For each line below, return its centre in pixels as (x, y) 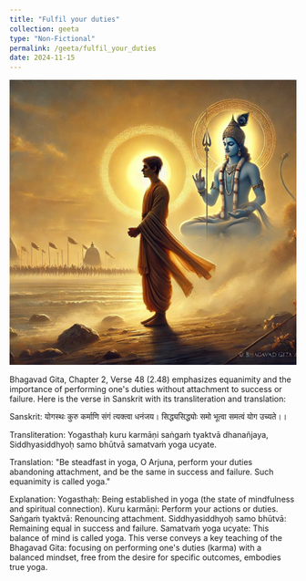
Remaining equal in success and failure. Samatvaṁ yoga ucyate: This (139, 528)
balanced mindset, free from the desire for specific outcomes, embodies (145, 557)
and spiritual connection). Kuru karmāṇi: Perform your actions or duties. (144, 509)
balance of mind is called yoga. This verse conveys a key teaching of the (146, 538)
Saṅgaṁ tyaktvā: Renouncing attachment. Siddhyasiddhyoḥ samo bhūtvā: (148, 519)
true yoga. (29, 567)
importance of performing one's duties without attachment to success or (146, 389)
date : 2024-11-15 (42, 58)
